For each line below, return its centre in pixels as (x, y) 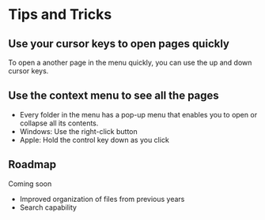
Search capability (48, 207)
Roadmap (32, 164)
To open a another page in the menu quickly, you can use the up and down (130, 62)
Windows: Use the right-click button (78, 131)
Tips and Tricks (60, 15)
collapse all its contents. (59, 123)
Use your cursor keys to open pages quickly (119, 44)
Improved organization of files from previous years (102, 199)
